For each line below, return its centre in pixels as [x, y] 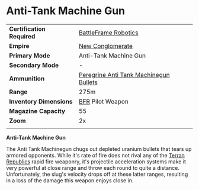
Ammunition [27, 78]
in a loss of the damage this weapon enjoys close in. [70, 180]
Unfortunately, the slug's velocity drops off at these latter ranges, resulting [97, 174]
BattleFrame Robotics [109, 33]
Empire [19, 46]
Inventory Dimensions [41, 101]
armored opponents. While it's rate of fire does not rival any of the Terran [96, 155]
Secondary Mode [34, 65]
